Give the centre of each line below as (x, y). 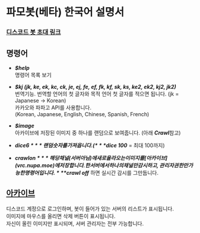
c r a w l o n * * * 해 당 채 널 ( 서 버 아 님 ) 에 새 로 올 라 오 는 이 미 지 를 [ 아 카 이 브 (90, 158)
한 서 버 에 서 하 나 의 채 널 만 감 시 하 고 (121, 165)
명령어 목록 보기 (33, 75)
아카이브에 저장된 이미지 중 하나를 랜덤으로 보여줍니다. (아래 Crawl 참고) (98, 133)
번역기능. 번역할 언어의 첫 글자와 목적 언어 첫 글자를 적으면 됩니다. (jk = (97, 94)
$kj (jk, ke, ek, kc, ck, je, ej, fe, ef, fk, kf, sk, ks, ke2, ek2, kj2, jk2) (95, 87)
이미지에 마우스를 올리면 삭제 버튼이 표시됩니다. (61, 216)
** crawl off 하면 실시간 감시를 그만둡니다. (109, 173)
